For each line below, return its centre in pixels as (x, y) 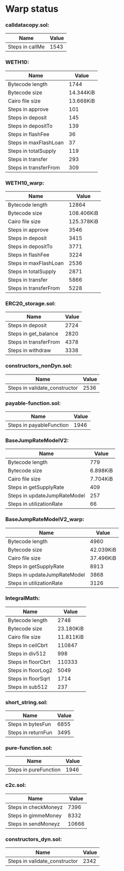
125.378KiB (84, 222)
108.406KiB (84, 213)
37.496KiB (103, 558)
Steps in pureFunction (34, 770)
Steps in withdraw (29, 350)
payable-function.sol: (33, 403)
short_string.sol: (26, 702)
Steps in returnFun (30, 733)
